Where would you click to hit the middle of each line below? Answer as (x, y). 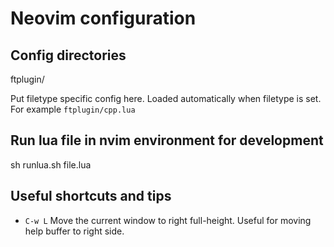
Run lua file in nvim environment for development (167, 140)
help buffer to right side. (74, 231)
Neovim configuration (103, 18)
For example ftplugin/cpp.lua (73, 109)
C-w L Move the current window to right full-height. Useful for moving (168, 220)
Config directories (68, 55)
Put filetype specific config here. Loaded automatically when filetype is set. (166, 98)
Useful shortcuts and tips (91, 196)
